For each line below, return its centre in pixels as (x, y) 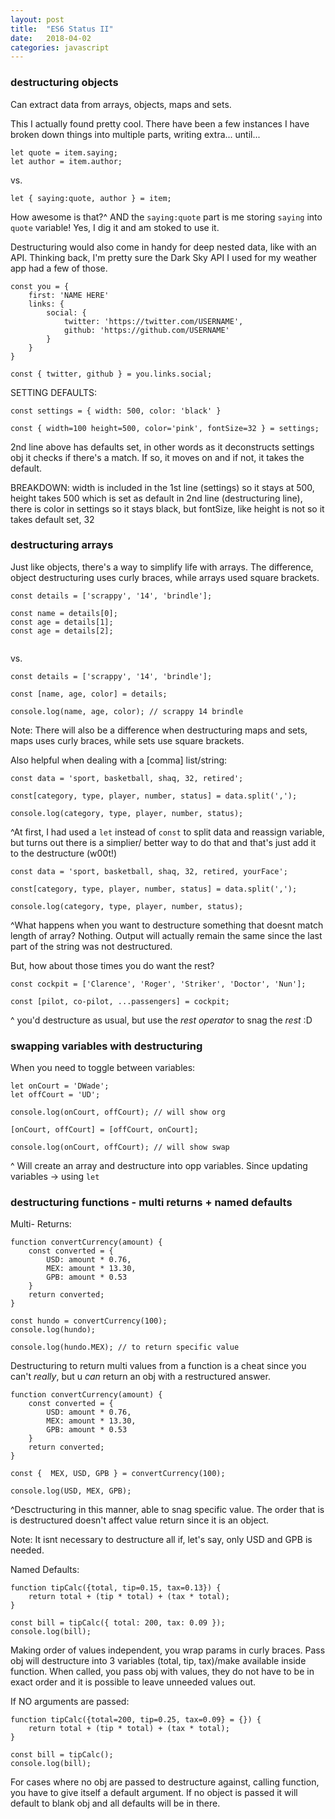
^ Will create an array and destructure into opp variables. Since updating (159, 1166)
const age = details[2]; (62, 631)
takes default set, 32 (52, 519)
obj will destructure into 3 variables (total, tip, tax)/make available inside (158, 1661)
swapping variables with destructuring (106, 1046)
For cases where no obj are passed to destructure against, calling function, (165, 1782)
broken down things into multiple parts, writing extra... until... (135, 134)
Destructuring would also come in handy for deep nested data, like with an (163, 247)
